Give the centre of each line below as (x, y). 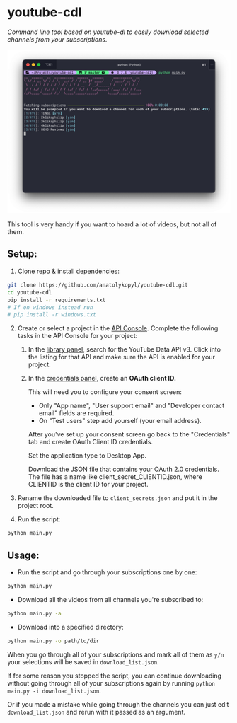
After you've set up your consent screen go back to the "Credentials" (129, 434)
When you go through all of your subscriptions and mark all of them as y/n (116, 654)
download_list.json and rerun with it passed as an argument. (97, 712)
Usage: (24, 555)
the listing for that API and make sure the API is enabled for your (122, 357)
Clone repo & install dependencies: (69, 271)
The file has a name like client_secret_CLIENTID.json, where (115, 477)
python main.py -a (34, 613)
